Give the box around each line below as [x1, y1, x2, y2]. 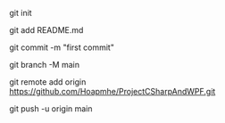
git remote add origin [9, 77, 87, 87]
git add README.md [9, 25, 84, 35]
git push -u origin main [9, 103, 93, 114]
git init [9, 8, 33, 18]
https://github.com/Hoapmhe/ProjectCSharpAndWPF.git [9, 86, 216, 96]
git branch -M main [9, 60, 80, 70]
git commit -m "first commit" [9, 42, 114, 53]
